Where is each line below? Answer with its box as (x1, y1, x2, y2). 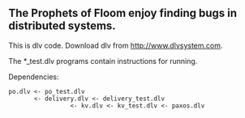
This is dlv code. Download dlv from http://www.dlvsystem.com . (8, 40, 223, 50)
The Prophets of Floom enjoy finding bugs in (8, 6, 238, 20)
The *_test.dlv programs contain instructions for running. (8, 56, 198, 65)
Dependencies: (8, 72, 59, 82)
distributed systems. (8, 19, 116, 33)
